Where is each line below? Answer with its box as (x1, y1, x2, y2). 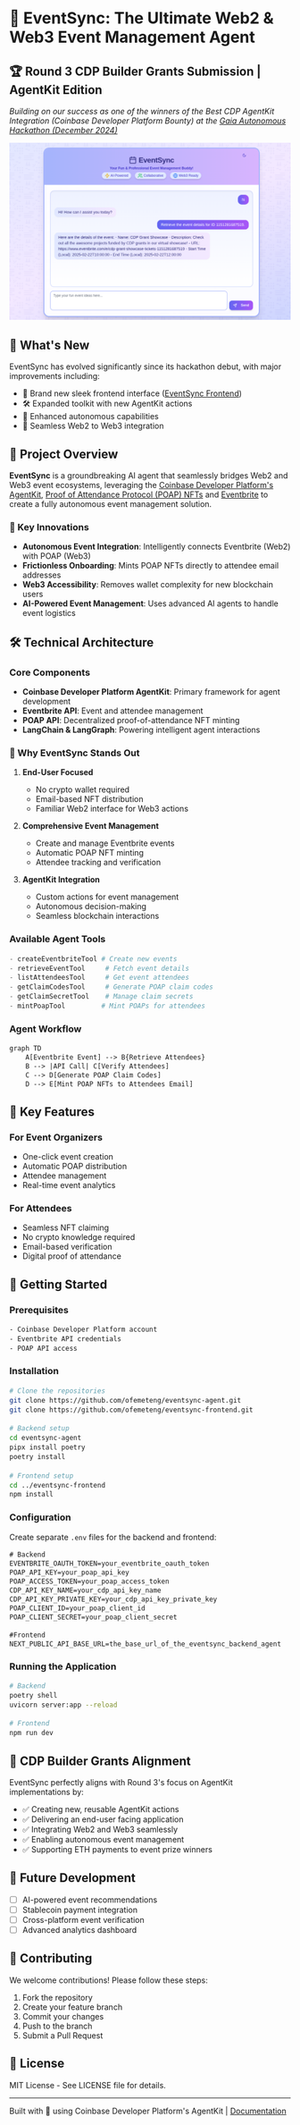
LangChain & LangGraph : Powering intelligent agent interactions (21, 724, 261, 736)
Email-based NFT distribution (35, 794, 144, 805)
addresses (21, 569, 62, 580)
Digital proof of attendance (21, 1251, 122, 1261)
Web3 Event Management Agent (9, 27, 256, 47)
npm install (9, 1490, 54, 1499)
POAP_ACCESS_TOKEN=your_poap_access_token (9, 1577, 170, 1586)
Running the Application (9, 1660, 117, 1673)
